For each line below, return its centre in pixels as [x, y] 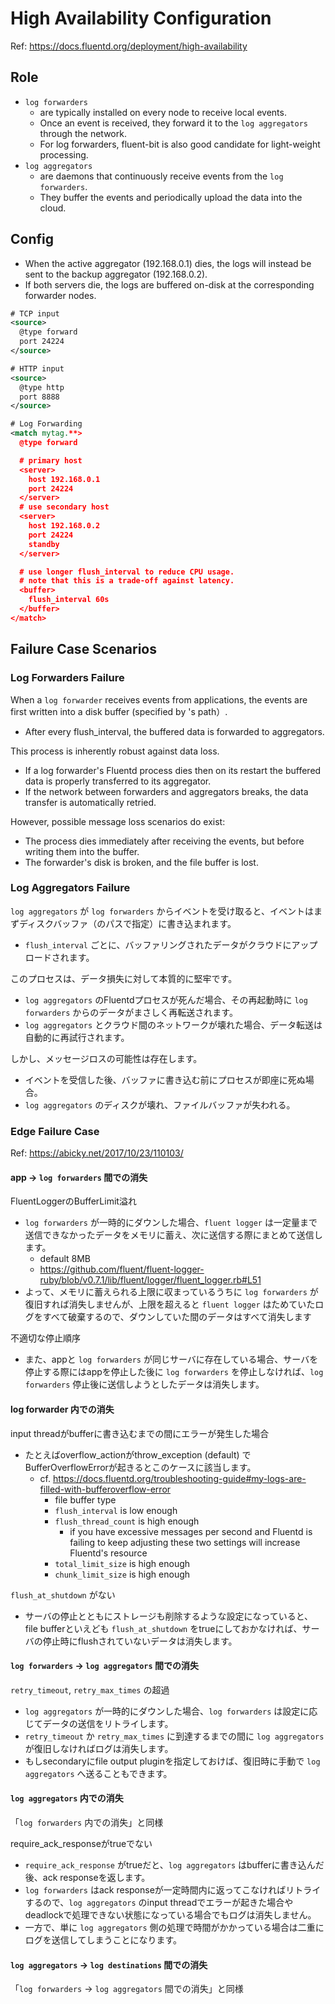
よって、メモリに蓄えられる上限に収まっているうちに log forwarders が [171, 1292]
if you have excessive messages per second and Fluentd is [191, 1531]
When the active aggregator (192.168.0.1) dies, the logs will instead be [168, 263]
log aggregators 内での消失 [67, 1798]
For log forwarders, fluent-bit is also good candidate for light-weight [180, 144]
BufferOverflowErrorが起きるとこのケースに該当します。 [140, 1467]
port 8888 [39, 397]
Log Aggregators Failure [70, 888]
